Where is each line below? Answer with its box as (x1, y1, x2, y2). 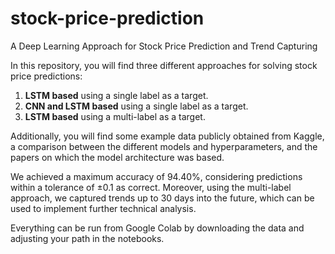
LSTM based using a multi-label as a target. (24, 110, 206, 122)
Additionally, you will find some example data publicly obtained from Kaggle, (10, 130, 325, 142)
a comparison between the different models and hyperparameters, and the (10, 140, 318, 152)
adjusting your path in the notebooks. (10, 232, 165, 244)
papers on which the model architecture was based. (10, 151, 225, 163)
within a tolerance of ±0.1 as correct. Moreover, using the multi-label (10, 181, 292, 193)
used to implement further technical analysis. (10, 202, 197, 214)
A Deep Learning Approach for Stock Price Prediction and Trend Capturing (10, 40, 318, 52)
